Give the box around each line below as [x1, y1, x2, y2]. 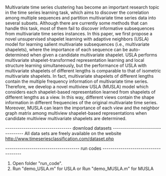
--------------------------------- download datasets [5, 125, 112, 131]
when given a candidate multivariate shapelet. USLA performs [29, 52, 158, 58]
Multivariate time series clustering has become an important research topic [5, 4, 160, 10]
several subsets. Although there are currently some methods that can [5, 20, 148, 26]
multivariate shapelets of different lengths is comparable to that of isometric [5, 68, 161, 74]
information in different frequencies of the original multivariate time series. [5, 100, 158, 105]
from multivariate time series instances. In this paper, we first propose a [5, 31, 153, 36]
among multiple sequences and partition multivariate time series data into [5, 15, 156, 20]
